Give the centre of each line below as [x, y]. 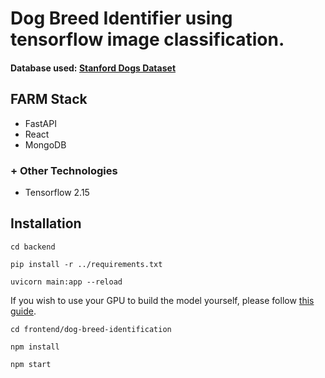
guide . [23, 311]
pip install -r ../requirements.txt [86, 264]
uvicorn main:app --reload [66, 282]
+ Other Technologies [64, 170]
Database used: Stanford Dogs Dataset [93, 68]
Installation [46, 223]
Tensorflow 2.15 [57, 192]
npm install [35, 347]
